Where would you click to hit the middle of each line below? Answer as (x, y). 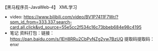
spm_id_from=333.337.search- (41, 22)
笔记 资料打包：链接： (32, 33)
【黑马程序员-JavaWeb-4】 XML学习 (40, 7)
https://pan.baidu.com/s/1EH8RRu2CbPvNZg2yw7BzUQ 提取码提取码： (82, 39)
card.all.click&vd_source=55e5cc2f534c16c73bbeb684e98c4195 (76, 27)
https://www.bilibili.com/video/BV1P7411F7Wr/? (71, 17)
